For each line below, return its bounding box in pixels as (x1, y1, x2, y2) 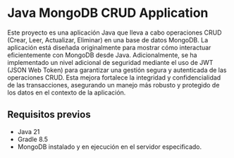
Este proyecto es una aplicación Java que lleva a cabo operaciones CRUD (7, 28, 222, 37)
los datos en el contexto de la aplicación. (7, 88, 126, 97)
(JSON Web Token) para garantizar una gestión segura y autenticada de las (7, 66, 227, 74)
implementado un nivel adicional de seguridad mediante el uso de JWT (7, 58, 214, 66)
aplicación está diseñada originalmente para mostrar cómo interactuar (7, 43, 211, 51)
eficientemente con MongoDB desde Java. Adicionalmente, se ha (7, 51, 197, 59)
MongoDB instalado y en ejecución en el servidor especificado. (17, 142, 202, 151)
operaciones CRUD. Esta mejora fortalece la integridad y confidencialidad (7, 73, 221, 82)
